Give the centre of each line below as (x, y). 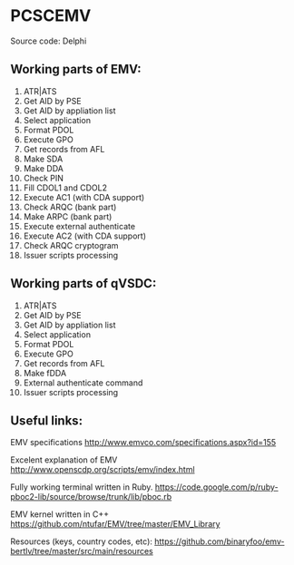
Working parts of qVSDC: (83, 283)
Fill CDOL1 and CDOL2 (65, 188)
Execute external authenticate (79, 226)
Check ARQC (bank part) (70, 207)
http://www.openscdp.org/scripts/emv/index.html (103, 470)
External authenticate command (83, 383)
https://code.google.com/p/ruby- (217, 487)
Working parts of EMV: (76, 69)
